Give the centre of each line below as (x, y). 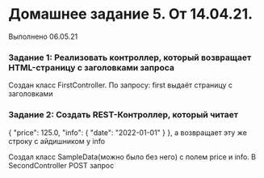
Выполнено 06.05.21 (43, 36)
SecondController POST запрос (61, 165)
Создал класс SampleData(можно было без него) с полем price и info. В (132, 157)
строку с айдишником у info (57, 141)
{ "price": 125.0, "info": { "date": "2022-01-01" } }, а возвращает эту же (128, 132)
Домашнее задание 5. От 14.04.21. (130, 14)
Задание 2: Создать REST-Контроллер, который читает (124, 115)
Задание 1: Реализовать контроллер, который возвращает (130, 57)
